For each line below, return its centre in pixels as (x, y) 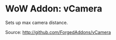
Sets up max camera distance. (37, 22)
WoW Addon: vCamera (54, 9)
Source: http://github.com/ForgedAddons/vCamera (58, 32)
